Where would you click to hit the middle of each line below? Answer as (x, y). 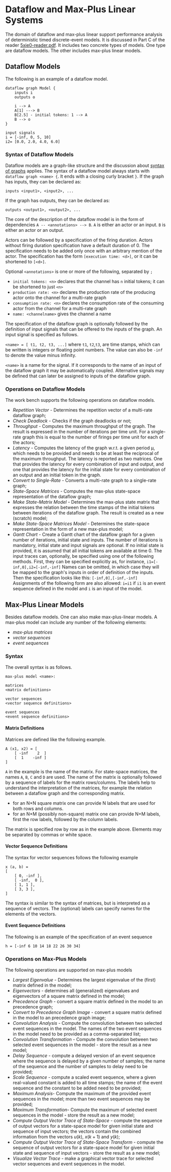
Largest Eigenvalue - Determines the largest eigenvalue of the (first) (84, 980)
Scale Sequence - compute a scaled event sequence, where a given (84, 1077)
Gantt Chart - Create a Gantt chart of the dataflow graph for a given (84, 535)
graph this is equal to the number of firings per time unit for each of (93, 437)
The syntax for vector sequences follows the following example (72, 857)
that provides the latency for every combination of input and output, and (88, 464)
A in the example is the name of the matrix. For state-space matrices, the (81, 771)
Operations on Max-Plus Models (46, 959)
